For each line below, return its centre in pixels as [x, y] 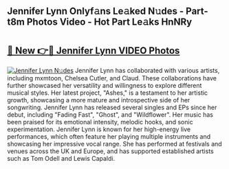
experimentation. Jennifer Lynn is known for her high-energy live [99, 129]
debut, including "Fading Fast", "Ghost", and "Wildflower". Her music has [110, 115]
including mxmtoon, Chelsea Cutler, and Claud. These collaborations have [112, 78]
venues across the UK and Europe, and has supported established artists [111, 151]
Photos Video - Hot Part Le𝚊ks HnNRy [109, 22]
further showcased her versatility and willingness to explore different [105, 86]
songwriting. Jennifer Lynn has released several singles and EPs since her [112, 107]
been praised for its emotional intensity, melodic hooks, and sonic [100, 122]
